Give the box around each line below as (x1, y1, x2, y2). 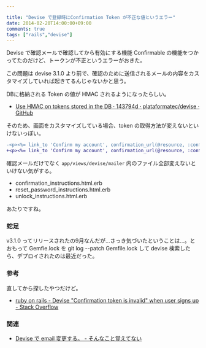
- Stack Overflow (15, 303, 59, 311)
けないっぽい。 (6, 130, 44, 137)
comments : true (6, 26, 45, 32)
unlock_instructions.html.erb (15, 193, 88, 199)
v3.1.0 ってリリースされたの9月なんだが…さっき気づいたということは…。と (6, 237, 196, 244)
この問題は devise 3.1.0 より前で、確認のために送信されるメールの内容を (6, 70, 189, 77)
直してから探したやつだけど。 (6, 284, 82, 292)
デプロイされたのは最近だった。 (17, 252, 98, 260)
